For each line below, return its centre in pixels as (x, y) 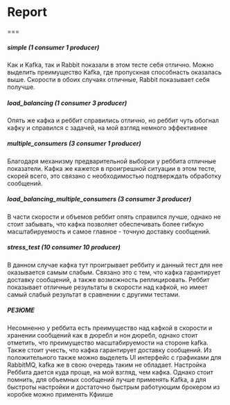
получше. (21, 87)
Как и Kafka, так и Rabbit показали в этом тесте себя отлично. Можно (110, 65)
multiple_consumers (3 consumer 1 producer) (74, 144)
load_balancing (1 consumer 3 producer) (67, 103)
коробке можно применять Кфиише (60, 394)
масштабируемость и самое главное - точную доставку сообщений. (109, 231)
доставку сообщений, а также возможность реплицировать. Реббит (108, 279)
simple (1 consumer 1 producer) (53, 47)
